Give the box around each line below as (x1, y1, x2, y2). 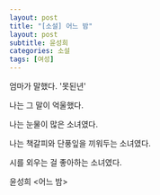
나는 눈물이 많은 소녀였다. (9, 119, 99, 129)
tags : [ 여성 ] (9, 55, 55, 64)
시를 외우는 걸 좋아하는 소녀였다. (9, 157, 123, 167)
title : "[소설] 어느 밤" (9, 22, 93, 31)
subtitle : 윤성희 (9, 38, 69, 48)
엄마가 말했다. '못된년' (9, 81, 87, 91)
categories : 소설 (9, 47, 70, 56)
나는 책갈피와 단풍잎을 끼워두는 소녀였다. (9, 138, 151, 148)
